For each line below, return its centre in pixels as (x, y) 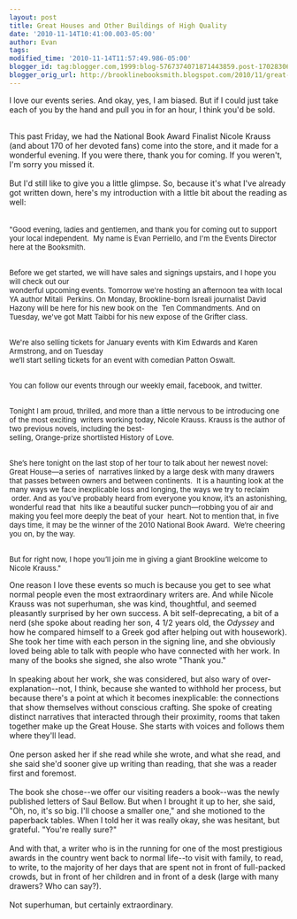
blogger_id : (31, 67)
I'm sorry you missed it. (52, 164)
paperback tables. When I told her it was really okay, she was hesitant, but (145, 820)
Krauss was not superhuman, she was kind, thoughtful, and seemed (133, 604)
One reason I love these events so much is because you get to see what (140, 584)
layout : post (33, 17)
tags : (19, 50)
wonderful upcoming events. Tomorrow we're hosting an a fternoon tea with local (146, 290)
